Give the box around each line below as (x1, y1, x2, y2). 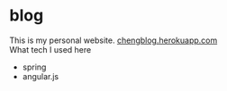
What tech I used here (9, 44, 92, 54)
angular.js (22, 70, 59, 81)
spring (22, 62, 47, 72)
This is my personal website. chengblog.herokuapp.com (9, 35, 218, 45)
